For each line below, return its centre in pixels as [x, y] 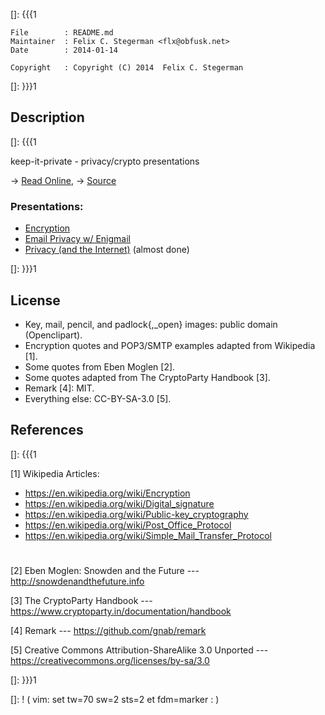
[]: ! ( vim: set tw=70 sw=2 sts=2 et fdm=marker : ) [115, 699]
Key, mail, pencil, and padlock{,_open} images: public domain [151, 324]
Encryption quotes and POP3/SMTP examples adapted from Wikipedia [170, 345]
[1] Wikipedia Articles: [55, 473]
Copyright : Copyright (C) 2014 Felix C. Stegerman [127, 68]
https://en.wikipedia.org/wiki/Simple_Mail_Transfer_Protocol [148, 535]
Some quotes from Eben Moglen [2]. [100, 366]
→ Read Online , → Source [63, 180]
